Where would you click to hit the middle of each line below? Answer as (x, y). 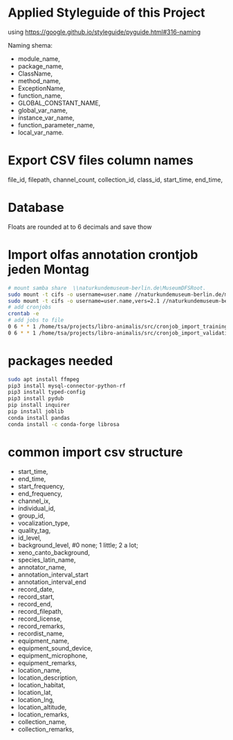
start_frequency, (41, 486)
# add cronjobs (30, 307)
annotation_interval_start (53, 574)
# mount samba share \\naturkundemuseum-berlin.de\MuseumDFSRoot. (107, 288)
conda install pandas (39, 418)
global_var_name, (43, 110)
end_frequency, (40, 493)
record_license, (40, 619)
